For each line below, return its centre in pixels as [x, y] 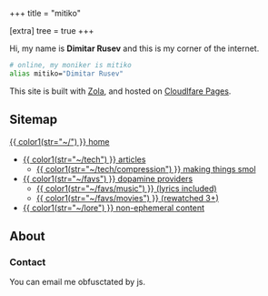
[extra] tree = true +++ [52, 31]
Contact [28, 261]
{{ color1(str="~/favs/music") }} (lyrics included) [126, 188]
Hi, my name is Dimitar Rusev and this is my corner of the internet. [134, 48]
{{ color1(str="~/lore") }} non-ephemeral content [114, 208]
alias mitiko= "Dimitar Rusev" [67, 73]
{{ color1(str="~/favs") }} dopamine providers [108, 179]
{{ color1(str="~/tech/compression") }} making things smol [146, 168]
